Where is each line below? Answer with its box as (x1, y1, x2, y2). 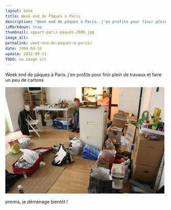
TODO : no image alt (5, 57, 47, 62)
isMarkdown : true (5, 25, 42, 30)
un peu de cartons (5, 77, 44, 83)
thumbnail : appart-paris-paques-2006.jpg (5, 30, 95, 35)
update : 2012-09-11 (5, 51, 47, 56)
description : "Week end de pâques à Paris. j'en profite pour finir (5, 19, 154, 24)
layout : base (5, 8, 33, 13)
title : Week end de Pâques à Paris (5, 13, 81, 19)
